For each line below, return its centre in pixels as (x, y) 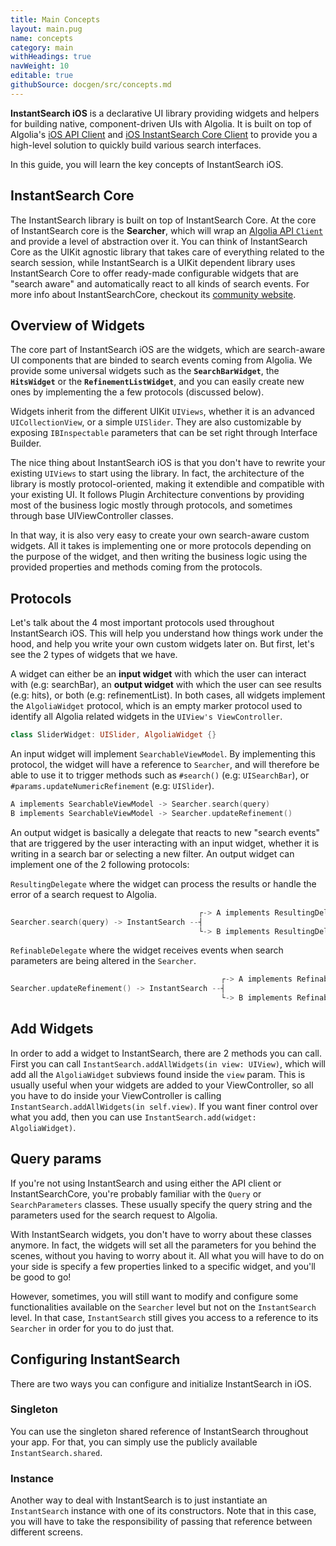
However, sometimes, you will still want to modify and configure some (154, 1296)
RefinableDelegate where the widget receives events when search (147, 950)
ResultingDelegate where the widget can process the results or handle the (163, 883)
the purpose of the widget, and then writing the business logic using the (159, 557)
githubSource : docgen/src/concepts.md (91, 85)
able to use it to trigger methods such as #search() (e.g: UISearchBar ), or (160, 775)
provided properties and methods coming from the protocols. (136, 567)
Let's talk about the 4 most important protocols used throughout (142, 623)
